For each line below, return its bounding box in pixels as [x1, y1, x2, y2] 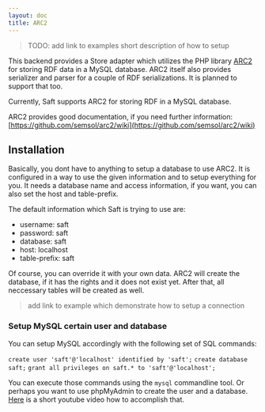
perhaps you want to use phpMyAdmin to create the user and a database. [8, 386, 248, 395]
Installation [8, 143, 65, 157]
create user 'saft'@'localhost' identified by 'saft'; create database [8, 355, 248, 364]
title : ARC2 [8, 19, 47, 27]
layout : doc [8, 11, 47, 20]
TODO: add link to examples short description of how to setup [27, 40, 229, 50]
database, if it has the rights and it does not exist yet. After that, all [8, 278, 225, 287]
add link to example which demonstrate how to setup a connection [27, 301, 245, 311]
